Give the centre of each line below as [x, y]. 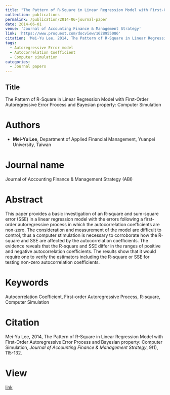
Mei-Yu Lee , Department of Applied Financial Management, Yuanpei [84, 139]
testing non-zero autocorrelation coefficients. [53, 262]
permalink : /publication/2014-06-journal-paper [56, 19]
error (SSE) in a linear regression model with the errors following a [74, 219]
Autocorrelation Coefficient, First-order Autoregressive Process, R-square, [83, 297]
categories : [18, 62]
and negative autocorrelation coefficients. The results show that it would [81, 251]
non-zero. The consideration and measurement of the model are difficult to [83, 230]
